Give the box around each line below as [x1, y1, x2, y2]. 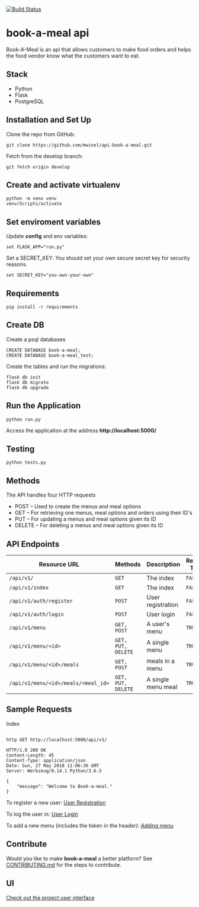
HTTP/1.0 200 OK [6, 747, 46, 753]
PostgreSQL [14, 98, 44, 105]
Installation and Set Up [6, 115, 92, 125]
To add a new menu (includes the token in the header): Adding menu [6, 822, 174, 829]
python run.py [6, 416, 41, 422]
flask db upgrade [6, 384, 49, 390]
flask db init [6, 374, 41, 380]
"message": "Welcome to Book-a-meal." [17, 783, 113, 789]
